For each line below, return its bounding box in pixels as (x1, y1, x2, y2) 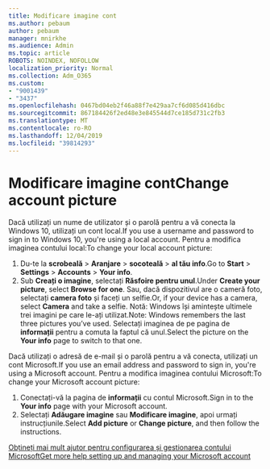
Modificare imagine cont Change (8, 174, 230, 192)
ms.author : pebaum (8, 19, 70, 27)
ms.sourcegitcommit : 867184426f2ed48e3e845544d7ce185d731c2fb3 (8, 110, 226, 118)
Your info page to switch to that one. (19, 336, 143, 346)
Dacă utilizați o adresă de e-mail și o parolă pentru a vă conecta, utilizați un (8, 351, 258, 361)
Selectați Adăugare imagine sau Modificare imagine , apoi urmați (19, 410, 238, 420)
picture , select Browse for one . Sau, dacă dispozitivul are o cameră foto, (19, 284, 263, 294)
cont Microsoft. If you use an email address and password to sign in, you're (8, 360, 256, 370)
